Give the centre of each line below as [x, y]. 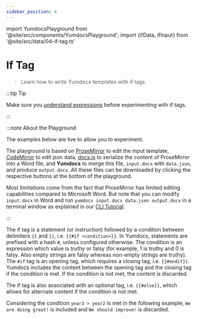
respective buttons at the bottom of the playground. [69, 176]
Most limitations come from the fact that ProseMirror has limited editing [93, 187]
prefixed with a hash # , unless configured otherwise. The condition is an [94, 242]
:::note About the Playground [41, 128]
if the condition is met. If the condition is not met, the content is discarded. [97, 273]
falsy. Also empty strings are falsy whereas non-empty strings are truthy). [96, 255]
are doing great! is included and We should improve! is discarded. [88, 309]
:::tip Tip [16, 93]
